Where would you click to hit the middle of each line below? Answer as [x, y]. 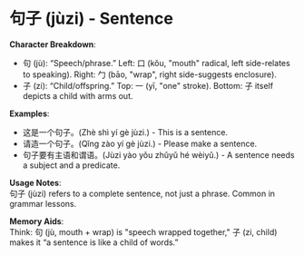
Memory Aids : [37, 221]
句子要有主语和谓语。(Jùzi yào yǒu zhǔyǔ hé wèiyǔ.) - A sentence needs [158, 154]
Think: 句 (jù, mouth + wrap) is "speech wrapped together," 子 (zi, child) [143, 231]
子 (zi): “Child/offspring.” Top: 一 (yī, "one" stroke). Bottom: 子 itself [148, 85]
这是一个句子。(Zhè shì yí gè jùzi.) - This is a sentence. [125, 132]
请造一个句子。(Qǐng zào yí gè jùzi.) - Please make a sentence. [140, 143]
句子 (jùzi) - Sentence [92, 19]
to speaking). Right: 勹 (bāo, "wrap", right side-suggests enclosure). [149, 74]
